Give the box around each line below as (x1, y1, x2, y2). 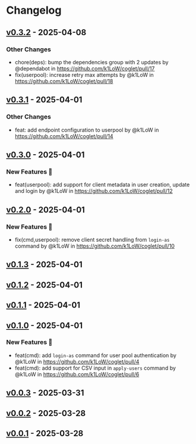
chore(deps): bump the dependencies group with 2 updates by (14, 58, 169, 65)
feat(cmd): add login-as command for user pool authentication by (14, 352, 177, 359)
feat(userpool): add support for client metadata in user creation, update (14, 181, 190, 188)
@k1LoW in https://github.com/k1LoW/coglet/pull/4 (14, 358, 140, 365)
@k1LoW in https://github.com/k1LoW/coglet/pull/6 (14, 370, 140, 378)
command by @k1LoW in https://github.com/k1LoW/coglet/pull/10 (14, 242, 175, 249)
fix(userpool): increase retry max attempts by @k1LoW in (14, 71, 154, 78)
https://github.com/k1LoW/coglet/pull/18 (14, 77, 113, 85)
